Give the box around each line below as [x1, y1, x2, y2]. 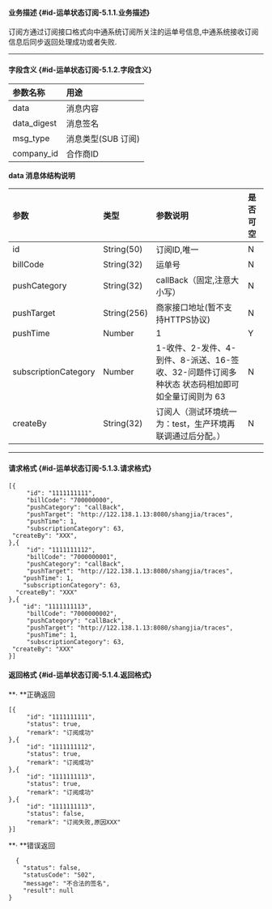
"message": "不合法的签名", [23, 879, 111, 887]
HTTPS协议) [164, 314, 210, 326]
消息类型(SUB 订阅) [66, 134, 140, 145]
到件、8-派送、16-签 [155, 355, 240, 366]
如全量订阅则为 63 [155, 391, 226, 403]
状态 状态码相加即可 [164, 379, 240, 390]
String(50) [103, 244, 143, 255]
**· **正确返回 [8, 689, 56, 699]
